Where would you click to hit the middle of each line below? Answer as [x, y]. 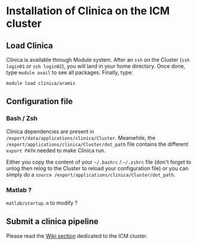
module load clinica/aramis [41, 83]
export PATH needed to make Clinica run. [56, 150]
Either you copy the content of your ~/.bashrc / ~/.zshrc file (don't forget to [99, 162]
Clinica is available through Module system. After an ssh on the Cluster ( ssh [98, 60]
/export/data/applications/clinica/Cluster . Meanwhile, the [81, 137]
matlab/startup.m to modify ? [42, 203]
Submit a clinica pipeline [53, 222]
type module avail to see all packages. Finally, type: [70, 72]
